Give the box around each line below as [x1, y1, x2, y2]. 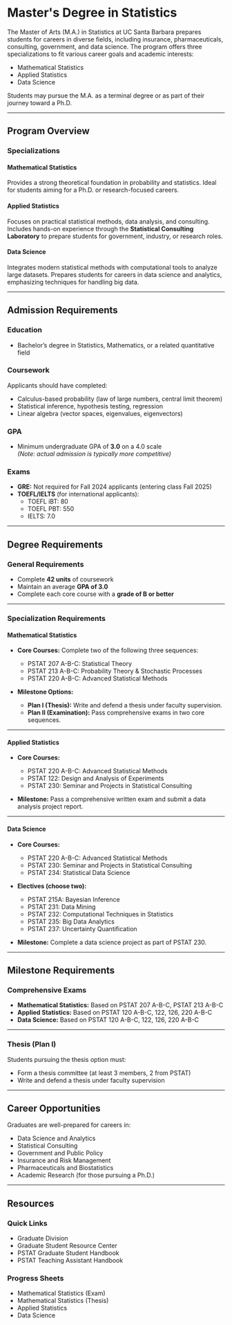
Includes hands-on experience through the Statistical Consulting [7, 224, 194, 233]
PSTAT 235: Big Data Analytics [27, 917, 115, 926]
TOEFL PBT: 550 [27, 505, 75, 513]
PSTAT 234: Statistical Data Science [27, 868, 130, 876]
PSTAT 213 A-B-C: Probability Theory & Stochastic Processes [27, 667, 202, 676]
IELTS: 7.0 [27, 512, 56, 521]
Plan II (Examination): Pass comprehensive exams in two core [27, 708, 205, 717]
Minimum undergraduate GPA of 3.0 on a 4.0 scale [17, 442, 162, 451]
